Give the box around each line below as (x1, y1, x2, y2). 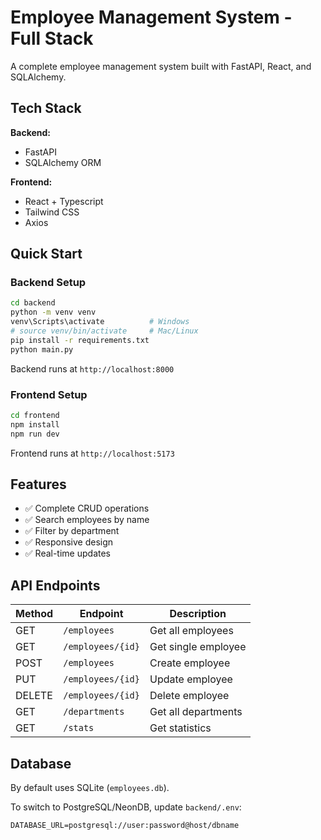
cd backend (10, 298, 56, 308)
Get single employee (149, 640, 247, 654)
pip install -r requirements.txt (10, 335, 150, 345)
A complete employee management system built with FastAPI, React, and (10, 60, 312, 72)
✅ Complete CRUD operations (24, 502, 150, 515)
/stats (63, 722, 95, 734)
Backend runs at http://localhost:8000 (10, 362, 175, 375)
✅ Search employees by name (24, 514, 150, 526)
